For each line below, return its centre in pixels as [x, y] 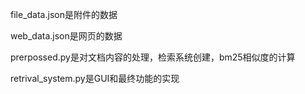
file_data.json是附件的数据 [64, 14]
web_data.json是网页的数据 [66, 36]
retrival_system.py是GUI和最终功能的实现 [95, 78]
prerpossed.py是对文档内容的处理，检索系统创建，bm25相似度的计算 [153, 57]
